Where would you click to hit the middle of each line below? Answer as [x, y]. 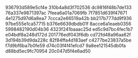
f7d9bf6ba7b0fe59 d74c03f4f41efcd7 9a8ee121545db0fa [66, 45]
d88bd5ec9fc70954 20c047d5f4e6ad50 [48, 51]
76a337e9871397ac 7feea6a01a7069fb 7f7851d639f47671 [66, 13]
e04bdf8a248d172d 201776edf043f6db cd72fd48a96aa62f [68, 35]
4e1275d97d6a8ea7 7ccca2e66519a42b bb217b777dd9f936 [68, 18]
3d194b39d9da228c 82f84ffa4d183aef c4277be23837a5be [68, 40]
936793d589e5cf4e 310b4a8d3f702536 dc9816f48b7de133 [68, 7]
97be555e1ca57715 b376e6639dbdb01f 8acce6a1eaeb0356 [68, 24]
